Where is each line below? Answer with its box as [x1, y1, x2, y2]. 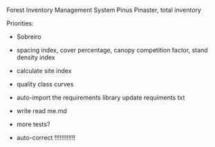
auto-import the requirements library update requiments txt [16, 93, 185, 101]
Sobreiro [16, 32, 41, 41]
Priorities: [6, 19, 34, 27]
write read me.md [16, 107, 67, 115]
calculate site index [16, 67, 72, 75]
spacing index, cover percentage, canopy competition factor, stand [16, 46, 208, 54]
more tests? [16, 120, 50, 128]
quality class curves [16, 80, 74, 88]
